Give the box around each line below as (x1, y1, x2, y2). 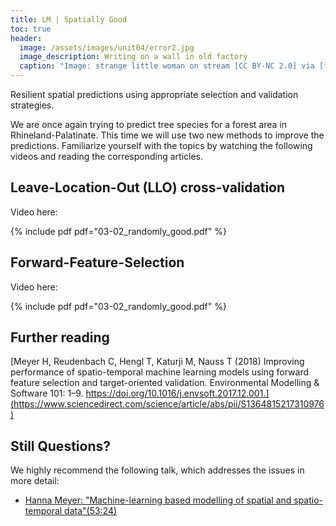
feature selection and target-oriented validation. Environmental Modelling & (10, 377, 320, 389)
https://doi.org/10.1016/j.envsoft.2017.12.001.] (85, 387, 270, 400)
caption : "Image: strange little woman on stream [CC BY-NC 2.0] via (19, 61, 315, 71)
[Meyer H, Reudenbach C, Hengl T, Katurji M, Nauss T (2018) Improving (10, 356, 305, 368)
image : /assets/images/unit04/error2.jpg (19, 42, 195, 53)
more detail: (10, 475, 60, 487)
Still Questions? (10, 437, 111, 455)
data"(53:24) (64, 505, 118, 517)
